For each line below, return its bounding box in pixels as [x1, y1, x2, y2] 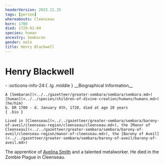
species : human [5, 30, 37, 35]
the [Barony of [112, 131, 144, 136]
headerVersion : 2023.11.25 [5, 7, 61, 12]
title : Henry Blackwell [5, 44, 55, 49]
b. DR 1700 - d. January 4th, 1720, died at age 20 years [5, 105, 128, 110]
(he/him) [5, 101, 23, 106]
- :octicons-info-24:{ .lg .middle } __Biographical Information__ [5, 82, 133, 88]
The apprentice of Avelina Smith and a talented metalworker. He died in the [5, 149, 160, 155]
